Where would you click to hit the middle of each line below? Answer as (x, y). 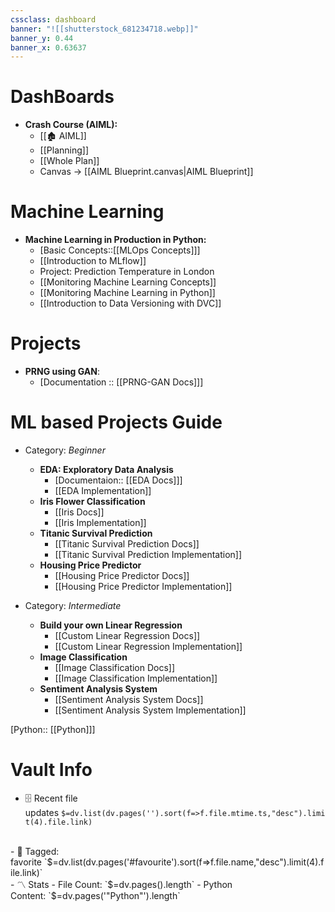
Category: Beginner (65, 450)
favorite (26, 862)
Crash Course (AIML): (71, 125)
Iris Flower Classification (92, 501)
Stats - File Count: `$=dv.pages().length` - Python (130, 884)
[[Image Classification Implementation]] (136, 678)
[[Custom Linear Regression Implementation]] (148, 646)
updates (42, 812)
